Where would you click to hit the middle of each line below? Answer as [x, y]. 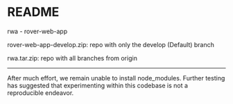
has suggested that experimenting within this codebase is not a [98, 85]
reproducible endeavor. [41, 93]
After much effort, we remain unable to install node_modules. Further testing [116, 78]
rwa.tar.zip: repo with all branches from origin [72, 58]
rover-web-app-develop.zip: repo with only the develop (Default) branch [111, 44]
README [33, 12]
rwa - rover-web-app [37, 31]
